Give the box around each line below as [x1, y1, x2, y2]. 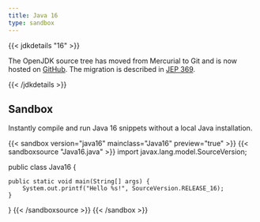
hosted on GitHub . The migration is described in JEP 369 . [8, 64, 196, 73]
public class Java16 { [8, 163, 77, 172]
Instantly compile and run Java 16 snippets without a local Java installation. [8, 123, 253, 133]
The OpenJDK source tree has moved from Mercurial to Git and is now [8, 56, 238, 66]
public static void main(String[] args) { [8, 178, 150, 186]
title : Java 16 [8, 11, 58, 20]
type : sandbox [8, 19, 55, 27]
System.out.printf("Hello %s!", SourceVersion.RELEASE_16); [22, 185, 224, 193]
